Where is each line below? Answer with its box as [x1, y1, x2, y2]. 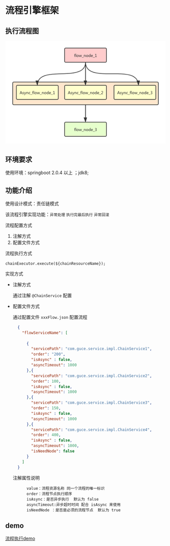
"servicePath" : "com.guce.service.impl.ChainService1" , [31, 346, 152, 352]
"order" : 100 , [31, 379, 61, 384]
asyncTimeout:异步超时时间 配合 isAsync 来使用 [26, 502, 121, 507]
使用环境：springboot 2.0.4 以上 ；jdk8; [5, 169, 89, 176]
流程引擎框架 [5, 5, 60, 16]
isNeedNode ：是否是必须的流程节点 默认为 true [26, 507, 121, 513]
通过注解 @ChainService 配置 [12, 292, 72, 299]
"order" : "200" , [31, 352, 66, 357]
